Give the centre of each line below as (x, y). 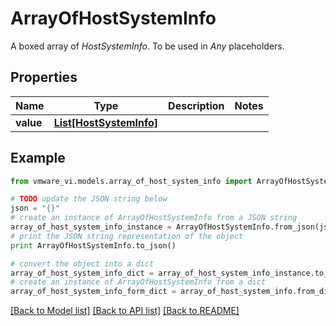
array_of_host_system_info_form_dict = (93, 292)
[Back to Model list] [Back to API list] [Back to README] (125, 311)
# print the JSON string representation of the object (127, 236)
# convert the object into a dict (82, 263)
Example (38, 158)
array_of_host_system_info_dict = (82, 273)
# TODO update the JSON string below (89, 199)
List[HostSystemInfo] (106, 122)
